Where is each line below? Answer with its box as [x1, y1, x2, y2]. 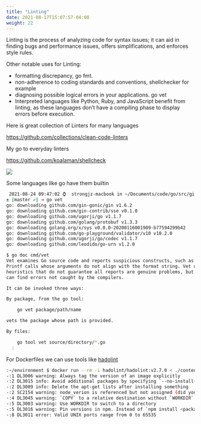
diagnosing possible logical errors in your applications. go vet [14, 91, 167, 99]
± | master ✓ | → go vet [6, 197, 63, 203]
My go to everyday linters [6, 145, 69, 153]
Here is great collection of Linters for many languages [6, 122, 139, 129]
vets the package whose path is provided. [6, 318, 114, 324]
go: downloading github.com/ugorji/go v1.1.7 [6, 213, 121, 219]
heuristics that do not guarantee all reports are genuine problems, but [6, 269, 194, 275]
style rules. [6, 49, 34, 56]
